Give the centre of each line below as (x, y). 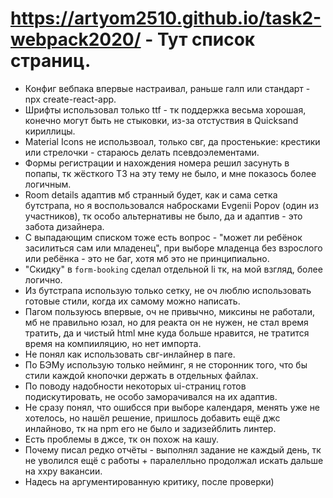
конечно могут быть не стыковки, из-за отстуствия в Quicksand (161, 120)
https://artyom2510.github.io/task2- (166, 18)
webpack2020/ (76, 39)
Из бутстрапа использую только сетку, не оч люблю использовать (168, 290)
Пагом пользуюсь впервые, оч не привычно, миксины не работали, (169, 311)
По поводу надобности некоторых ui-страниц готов (135, 386)
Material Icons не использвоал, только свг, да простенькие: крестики (172, 141)
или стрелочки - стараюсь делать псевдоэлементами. (142, 152)
